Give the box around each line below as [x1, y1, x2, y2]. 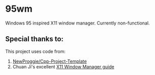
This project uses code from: [5, 48, 66, 54]
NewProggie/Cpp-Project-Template [12, 58, 87, 64]
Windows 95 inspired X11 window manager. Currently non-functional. [5, 20, 150, 26]
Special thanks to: [5, 35, 64, 43]
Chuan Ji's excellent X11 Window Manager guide [12, 63, 114, 69]
